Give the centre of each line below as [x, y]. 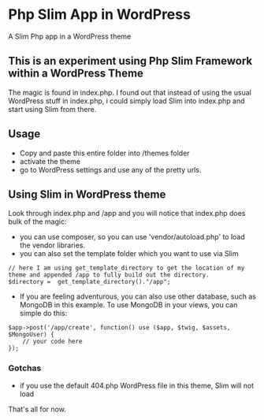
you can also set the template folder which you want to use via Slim [129, 254]
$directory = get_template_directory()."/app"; [89, 282]
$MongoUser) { [32, 335]
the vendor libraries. [52, 245]
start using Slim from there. [52, 109]
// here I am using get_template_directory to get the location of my [126, 268]
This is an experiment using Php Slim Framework [130, 61]
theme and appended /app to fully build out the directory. [109, 275]
